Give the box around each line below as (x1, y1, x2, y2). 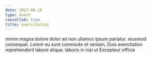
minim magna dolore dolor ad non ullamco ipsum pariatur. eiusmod (5, 36, 146, 42)
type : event (5, 12, 31, 17)
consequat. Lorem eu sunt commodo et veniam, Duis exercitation (5, 42, 143, 48)
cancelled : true (5, 17, 40, 22)
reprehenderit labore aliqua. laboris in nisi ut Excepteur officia (5, 47, 135, 53)
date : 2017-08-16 (5, 7, 42, 13)
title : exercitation (5, 22, 50, 27)
